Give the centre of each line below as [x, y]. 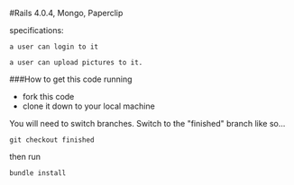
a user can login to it [54, 47]
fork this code [48, 97]
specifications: [37, 30]
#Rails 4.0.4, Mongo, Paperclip [66, 13]
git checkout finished [52, 140]
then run [25, 157]
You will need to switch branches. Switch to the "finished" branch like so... [147, 123]
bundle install [38, 173]
